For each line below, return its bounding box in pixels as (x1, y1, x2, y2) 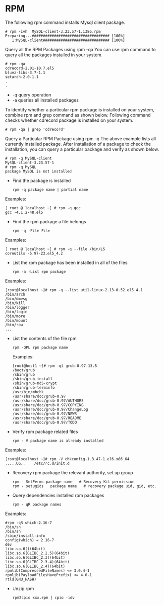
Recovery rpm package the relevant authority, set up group (12, 469, 133, 475)
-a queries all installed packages (12, 97, 79, 103)
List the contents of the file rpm (12, 335, 77, 341)
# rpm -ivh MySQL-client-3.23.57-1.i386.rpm (5, 29, 101, 34)
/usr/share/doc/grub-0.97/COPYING (12, 402, 84, 408)
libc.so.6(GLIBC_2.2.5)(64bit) (5, 550, 70, 556)
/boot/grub (12, 367, 35, 373)
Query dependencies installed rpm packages (12, 492, 105, 498)
